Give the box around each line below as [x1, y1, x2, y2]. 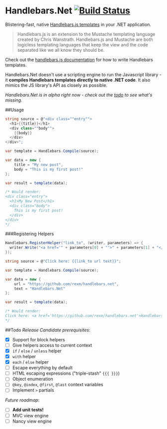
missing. [5, 97, 22, 103]
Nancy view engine [12, 418, 52, 424]
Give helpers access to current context [12, 342, 92, 348]
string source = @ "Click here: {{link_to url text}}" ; [5, 259, 121, 264]
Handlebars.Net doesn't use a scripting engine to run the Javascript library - [5, 71, 162, 77]
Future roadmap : [5, 397, 40, 403]
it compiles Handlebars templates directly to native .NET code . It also [5, 77, 151, 83]
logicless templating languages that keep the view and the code [17, 41, 148, 47]
